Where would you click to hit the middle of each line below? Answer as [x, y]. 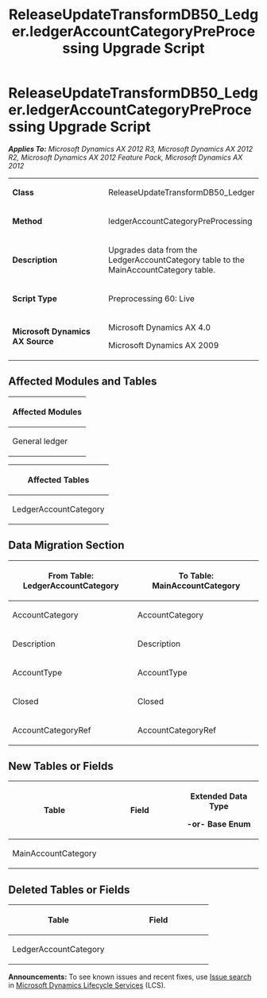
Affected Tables [58, 480]
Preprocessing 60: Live [151, 298]
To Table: [196, 575]
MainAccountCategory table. [162, 269]
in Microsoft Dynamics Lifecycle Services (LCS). [87, 985]
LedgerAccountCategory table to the [176, 260]
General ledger [40, 441]
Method [27, 221]
